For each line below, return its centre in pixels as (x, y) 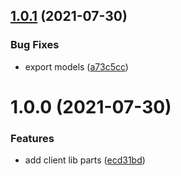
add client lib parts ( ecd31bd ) (85, 160)
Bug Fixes (35, 45)
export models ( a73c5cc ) (76, 66)
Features (32, 138)
